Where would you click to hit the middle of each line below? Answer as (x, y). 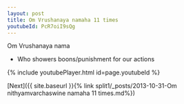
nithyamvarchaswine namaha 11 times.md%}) (71, 93)
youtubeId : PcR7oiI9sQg (41, 26)
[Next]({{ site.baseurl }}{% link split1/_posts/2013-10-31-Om (92, 86)
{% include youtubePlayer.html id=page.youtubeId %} (84, 72)
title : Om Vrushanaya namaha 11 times (63, 20)
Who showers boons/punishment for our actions (86, 59)
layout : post (26, 13)
